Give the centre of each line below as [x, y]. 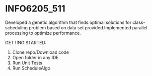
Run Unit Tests [27, 63]
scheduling [17, 27]
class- [139, 22]
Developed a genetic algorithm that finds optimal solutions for [68, 22]
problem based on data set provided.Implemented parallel [88, 27]
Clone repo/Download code [40, 52]
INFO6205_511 [35, 9]
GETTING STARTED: [26, 42]
